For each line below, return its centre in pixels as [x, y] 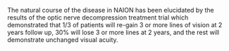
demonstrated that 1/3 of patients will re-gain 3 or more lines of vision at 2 [115, 25]
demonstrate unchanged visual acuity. [63, 40]
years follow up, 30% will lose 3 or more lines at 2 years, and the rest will [113, 32]
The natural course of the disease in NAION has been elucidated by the [111, 10]
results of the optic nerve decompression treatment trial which [98, 17]
